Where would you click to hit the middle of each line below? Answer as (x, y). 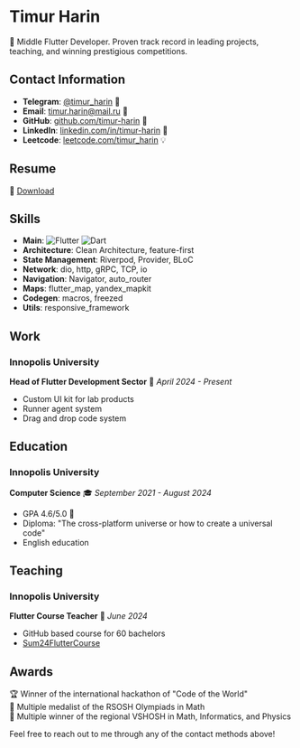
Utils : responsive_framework (76, 308)
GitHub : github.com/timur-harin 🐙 (85, 120)
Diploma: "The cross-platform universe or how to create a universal (147, 523)
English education (56, 542)
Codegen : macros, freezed (73, 298)
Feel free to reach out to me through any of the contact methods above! (142, 734)
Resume (33, 169)
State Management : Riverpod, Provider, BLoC (108, 260)
